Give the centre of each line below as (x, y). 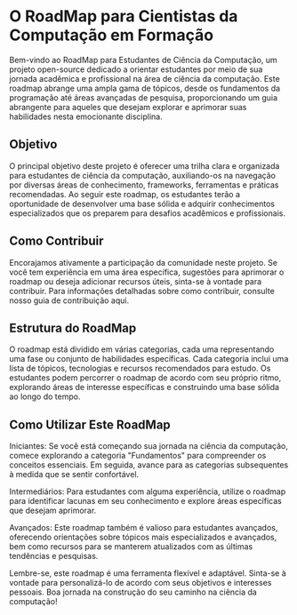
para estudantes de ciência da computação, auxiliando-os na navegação (142, 175)
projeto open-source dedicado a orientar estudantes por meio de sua (136, 69)
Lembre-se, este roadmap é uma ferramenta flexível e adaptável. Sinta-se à (148, 573)
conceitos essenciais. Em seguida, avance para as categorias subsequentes (149, 465)
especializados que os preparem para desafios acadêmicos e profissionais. (148, 213)
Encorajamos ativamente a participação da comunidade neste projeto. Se (144, 262)
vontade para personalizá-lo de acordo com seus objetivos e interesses (140, 583)
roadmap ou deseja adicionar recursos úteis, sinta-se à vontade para (136, 281)
